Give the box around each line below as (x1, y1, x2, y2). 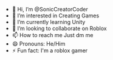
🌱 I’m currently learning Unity (12, 19, 86, 25)
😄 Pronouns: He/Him (12, 40, 66, 47)
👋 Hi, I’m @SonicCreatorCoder (12, 6, 88, 13)
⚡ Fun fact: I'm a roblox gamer (12, 47, 88, 54)
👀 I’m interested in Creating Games (12, 12, 100, 19)
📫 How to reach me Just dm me (12, 32, 94, 38)
